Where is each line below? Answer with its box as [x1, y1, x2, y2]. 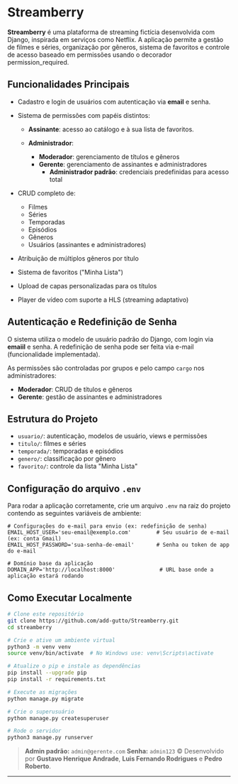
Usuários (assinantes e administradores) [28, 240, 147, 249]
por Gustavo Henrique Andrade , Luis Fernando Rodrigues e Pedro [24, 754, 222, 763]
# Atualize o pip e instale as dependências [7, 663, 141, 670]
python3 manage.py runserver [7, 734, 93, 741]
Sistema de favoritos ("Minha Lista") [17, 268, 124, 276]
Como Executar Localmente [7, 592, 132, 604]
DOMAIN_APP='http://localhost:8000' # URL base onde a [7, 566, 214, 574]
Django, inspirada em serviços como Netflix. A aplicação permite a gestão [7, 35, 224, 43]
